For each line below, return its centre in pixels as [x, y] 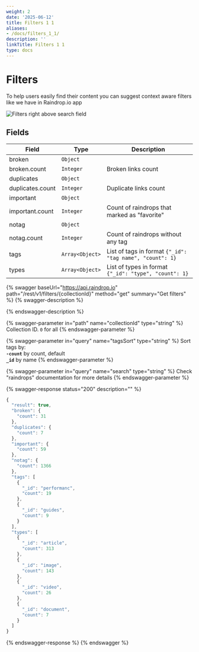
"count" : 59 [31, 449]
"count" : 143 [38, 571]
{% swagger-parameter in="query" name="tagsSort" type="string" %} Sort [99, 341]
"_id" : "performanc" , [49, 488]
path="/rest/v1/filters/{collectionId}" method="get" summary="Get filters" [96, 294]
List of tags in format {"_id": [147, 251]
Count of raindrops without [144, 234]
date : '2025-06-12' [30, 17]
